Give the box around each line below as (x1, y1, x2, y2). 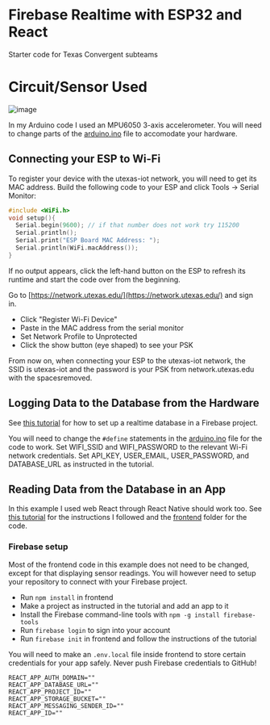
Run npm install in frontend (19, 592, 114, 602)
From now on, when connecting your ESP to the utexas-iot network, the (8, 355, 246, 365)
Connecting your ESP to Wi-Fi (8, 152, 161, 166)
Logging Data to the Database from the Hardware (8, 396, 260, 410)
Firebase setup (8, 541, 69, 552)
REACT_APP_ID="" (8, 709, 63, 717)
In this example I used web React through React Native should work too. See (8, 504, 263, 513)
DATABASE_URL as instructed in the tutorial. (8, 459, 155, 469)
